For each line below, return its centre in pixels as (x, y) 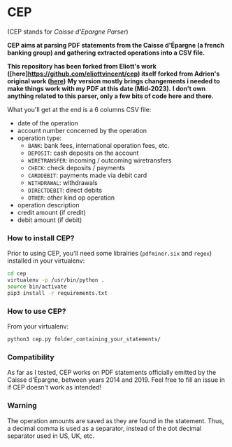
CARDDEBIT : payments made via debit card (87, 175)
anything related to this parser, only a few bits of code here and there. (111, 96)
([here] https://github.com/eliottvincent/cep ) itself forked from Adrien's (114, 74)
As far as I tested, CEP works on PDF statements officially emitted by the (112, 373)
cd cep (17, 274)
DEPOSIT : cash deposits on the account (83, 153)
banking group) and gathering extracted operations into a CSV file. (106, 53)
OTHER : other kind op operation (71, 198)
